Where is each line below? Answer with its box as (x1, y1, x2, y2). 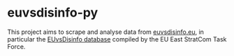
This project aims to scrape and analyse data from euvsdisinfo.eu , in (7, 28, 205, 36)
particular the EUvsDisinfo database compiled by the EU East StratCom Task (7, 35, 227, 43)
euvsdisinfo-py (7, 5, 98, 21)
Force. (7, 42, 26, 50)
